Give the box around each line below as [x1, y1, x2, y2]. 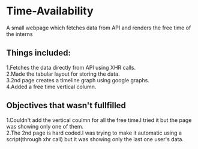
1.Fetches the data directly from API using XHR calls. [6, 64, 136, 71]
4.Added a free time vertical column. [6, 83, 97, 90]
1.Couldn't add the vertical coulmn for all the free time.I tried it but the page [6, 116, 192, 124]
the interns [6, 30, 33, 37]
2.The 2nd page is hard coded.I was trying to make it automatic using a [6, 129, 182, 136]
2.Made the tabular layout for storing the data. [6, 70, 120, 78]
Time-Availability [6, 4, 94, 18]
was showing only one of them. [6, 123, 84, 130]
